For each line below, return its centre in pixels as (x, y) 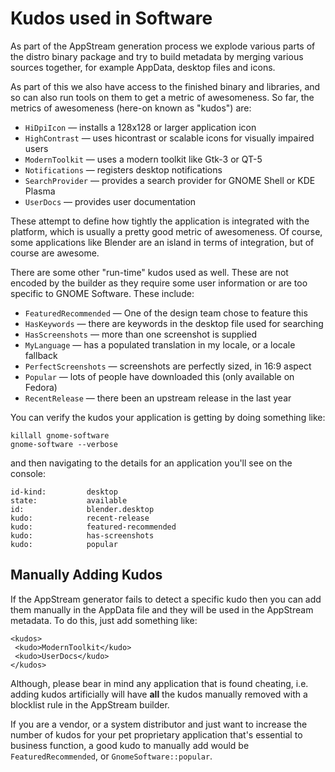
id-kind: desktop (64, 492)
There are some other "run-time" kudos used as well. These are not (149, 272)
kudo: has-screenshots (82, 535)
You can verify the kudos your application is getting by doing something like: (168, 417)
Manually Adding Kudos (86, 575)
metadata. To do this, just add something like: (104, 620)
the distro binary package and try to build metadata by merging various (157, 56)
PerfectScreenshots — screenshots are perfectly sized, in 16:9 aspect (168, 366)
